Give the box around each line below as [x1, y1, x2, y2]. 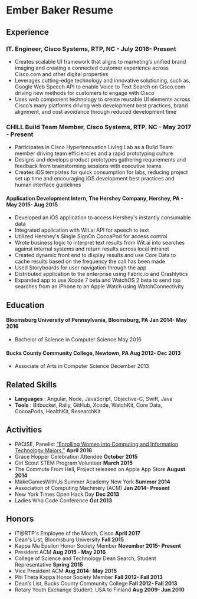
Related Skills [6, 380, 57, 390]
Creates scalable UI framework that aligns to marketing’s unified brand [14, 58, 186, 65]
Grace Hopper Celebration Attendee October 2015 [14, 453, 138, 460]
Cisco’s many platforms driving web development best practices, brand [14, 101, 188, 109]
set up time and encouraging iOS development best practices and [14, 175, 175, 182]
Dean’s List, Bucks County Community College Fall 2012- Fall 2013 [14, 580, 178, 587]
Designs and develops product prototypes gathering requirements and [14, 156, 186, 163]
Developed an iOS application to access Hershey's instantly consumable [14, 214, 191, 221]
